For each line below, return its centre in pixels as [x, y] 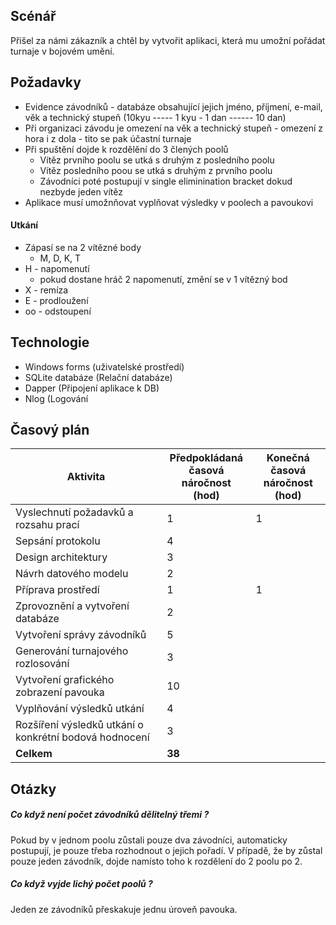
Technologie [50, 342]
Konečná [288, 458]
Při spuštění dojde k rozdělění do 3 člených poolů [126, 149]
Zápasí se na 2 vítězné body [83, 247]
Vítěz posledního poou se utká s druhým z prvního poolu [156, 170]
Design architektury [61, 557]
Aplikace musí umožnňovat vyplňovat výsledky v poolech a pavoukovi [169, 202]
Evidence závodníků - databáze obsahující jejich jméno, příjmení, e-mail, [173, 106]
